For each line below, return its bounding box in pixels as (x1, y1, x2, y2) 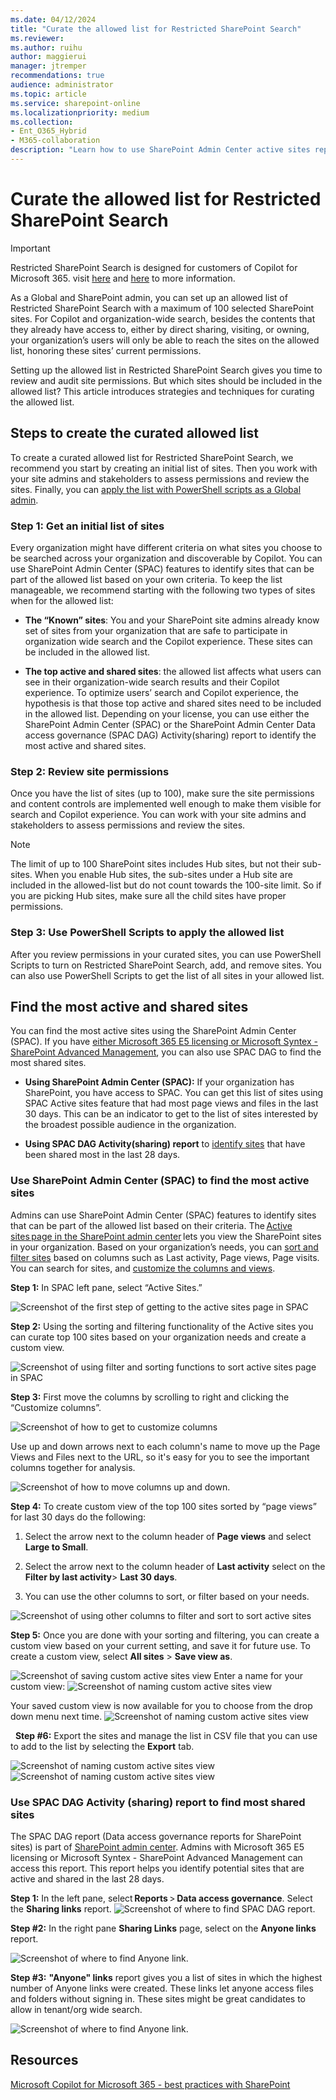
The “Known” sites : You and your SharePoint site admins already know (24, 614, 320, 626)
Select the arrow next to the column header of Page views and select (24, 1530, 312, 1542)
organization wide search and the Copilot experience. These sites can (24, 635, 313, 647)
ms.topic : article (10, 89, 87, 99)
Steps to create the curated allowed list (10, 425, 260, 442)
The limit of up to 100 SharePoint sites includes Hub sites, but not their (10, 858, 300, 870)
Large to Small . (24, 1541, 89, 1553)
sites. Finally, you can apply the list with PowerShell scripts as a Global (10, 483, 302, 495)
